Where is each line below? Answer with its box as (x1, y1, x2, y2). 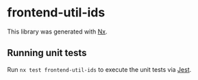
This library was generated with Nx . (7, 27, 108, 36)
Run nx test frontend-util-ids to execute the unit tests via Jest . (7, 65, 192, 73)
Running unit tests (7, 47, 87, 59)
